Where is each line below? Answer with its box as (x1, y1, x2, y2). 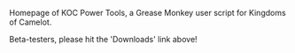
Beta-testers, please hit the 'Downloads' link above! (9, 34, 198, 44)
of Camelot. (9, 17, 52, 27)
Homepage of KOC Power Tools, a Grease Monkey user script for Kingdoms (9, 8, 286, 18)
